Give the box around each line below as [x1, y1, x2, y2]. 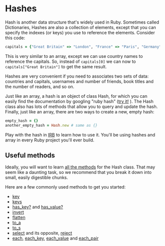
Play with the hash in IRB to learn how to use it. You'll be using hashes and [5, 132, 156, 137]
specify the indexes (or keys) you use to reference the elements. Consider [5, 29, 155, 35]
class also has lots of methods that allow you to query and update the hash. [5, 104, 158, 109]
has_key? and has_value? [12, 204, 63, 210]
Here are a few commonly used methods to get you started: [5, 184, 126, 190]
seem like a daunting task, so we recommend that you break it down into [5, 169, 152, 175]
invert [12, 209, 25, 215]
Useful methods [5, 151, 55, 160]
